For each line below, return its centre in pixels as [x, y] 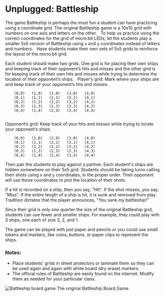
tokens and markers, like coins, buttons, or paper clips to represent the [77, 235]
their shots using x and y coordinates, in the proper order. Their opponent [79, 175]
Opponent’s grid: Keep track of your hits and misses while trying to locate [79, 124]
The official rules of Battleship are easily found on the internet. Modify [83, 274]
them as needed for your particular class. [54, 279]
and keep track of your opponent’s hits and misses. [57, 84]
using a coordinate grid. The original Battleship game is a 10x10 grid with [78, 27]
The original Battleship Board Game [93, 289]
